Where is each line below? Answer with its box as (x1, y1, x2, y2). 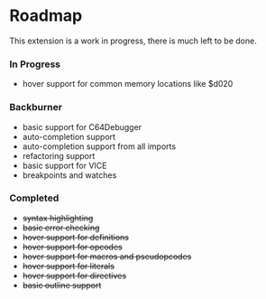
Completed (9, 192, 60, 204)
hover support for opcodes (22, 241, 124, 252)
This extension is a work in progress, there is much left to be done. (9, 35, 257, 46)
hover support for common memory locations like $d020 (22, 79, 234, 89)
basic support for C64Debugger (22, 121, 142, 132)
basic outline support (22, 279, 102, 290)
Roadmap (9, 5, 83, 26)
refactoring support (22, 150, 96, 161)
